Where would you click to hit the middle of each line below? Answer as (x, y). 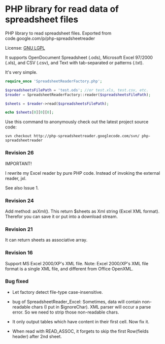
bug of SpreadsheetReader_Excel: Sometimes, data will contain (77, 302)
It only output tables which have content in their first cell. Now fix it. (81, 321)
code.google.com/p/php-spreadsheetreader (50, 38)
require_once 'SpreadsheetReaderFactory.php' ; (54, 81)
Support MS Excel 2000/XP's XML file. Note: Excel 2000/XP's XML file (77, 263)
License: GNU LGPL (25, 48)
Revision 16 (19, 253)
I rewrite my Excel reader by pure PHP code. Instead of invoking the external (82, 173)
